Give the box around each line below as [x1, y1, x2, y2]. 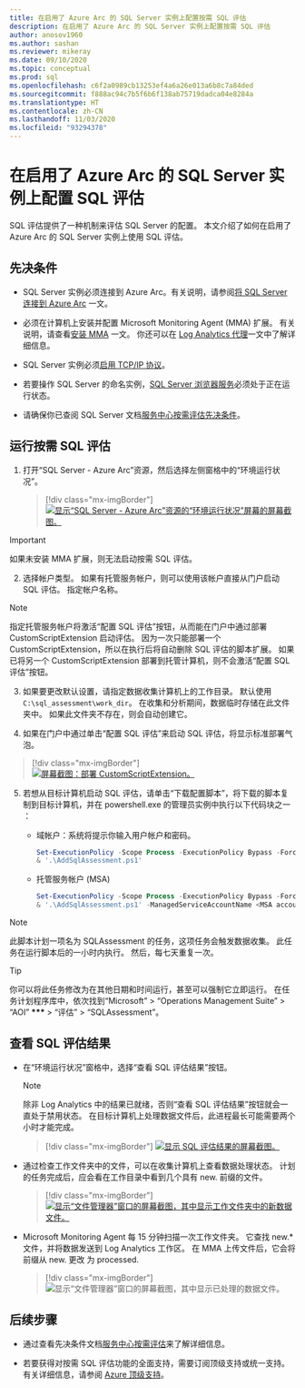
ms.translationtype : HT [9, 97, 100, 107]
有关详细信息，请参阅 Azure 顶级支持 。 [22, 1369, 170, 1380]
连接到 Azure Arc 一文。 [22, 298, 113, 309]
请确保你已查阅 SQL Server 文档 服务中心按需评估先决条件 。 [22, 409, 245, 420]
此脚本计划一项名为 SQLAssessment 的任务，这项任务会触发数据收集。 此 [9, 936, 285, 947]
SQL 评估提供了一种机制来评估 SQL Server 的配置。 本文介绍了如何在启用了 [9, 219, 292, 230]
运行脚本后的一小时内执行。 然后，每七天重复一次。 [25, 947, 219, 958]
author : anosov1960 [9, 30, 84, 39]
